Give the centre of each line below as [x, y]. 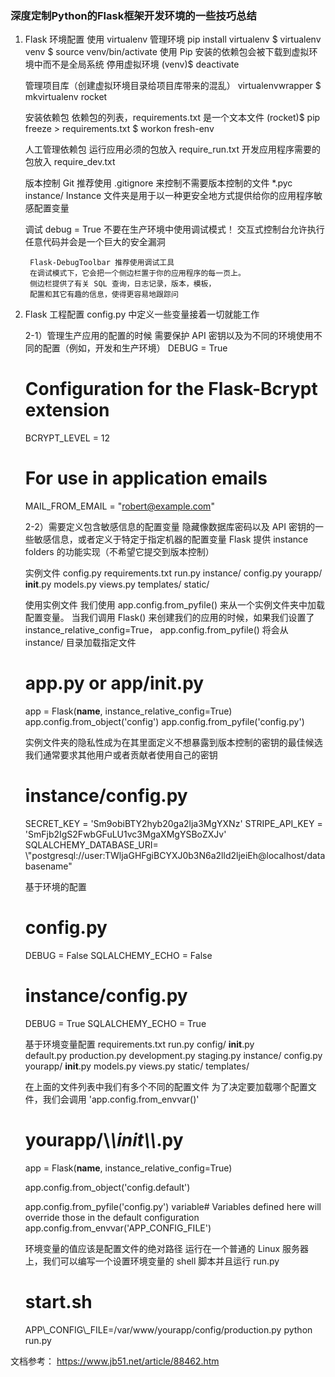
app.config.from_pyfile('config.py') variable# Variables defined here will [173, 1206]
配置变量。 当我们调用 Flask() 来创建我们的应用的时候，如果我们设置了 [169, 618]
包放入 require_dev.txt [70, 162]
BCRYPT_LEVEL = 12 [67, 438]
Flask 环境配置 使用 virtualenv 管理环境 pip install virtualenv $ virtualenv [173, 39]
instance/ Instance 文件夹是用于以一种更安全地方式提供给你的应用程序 [169, 196]
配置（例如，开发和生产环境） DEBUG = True [135, 348]
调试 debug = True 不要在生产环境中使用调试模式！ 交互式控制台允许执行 [174, 229]
